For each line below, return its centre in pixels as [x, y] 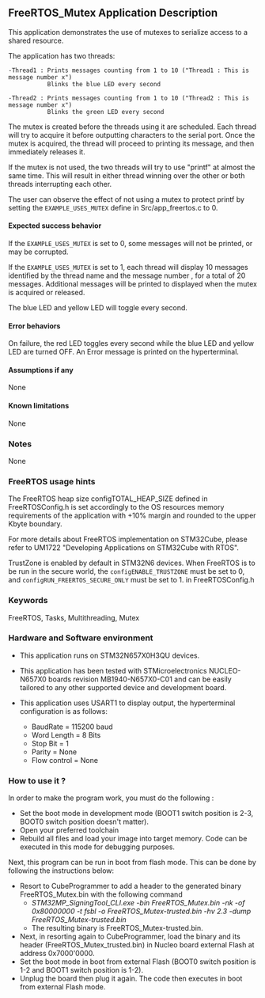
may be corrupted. [38, 252]
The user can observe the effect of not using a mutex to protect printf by [127, 199]
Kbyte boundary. [36, 524]
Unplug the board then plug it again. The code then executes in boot [131, 979]
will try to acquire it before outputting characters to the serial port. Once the [132, 135]
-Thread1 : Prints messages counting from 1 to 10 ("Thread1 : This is [129, 70]
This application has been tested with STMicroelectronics [113, 670]
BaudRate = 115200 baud [72, 727]
